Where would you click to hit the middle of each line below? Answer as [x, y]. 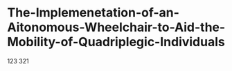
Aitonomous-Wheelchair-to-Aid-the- [116, 27]
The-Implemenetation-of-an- [93, 13]
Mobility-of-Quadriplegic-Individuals [116, 42]
